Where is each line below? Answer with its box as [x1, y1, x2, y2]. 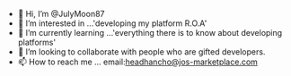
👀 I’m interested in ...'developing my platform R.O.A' [17, 18, 207, 29]
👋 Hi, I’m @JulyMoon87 [17, 9, 105, 19]
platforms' [17, 37, 57, 47]
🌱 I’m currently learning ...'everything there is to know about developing [17, 28, 283, 38]
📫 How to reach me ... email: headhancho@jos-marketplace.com [17, 56, 259, 67]
